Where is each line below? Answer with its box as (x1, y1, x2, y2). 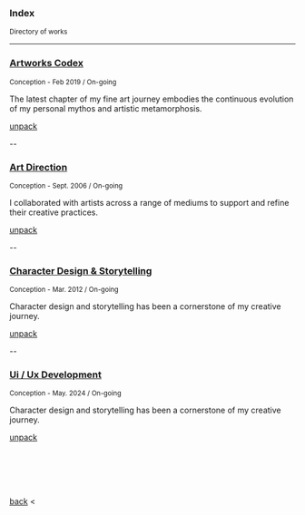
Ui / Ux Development (9, 368, 102, 381)
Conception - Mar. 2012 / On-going (9, 286, 120, 295)
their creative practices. (9, 207, 98, 218)
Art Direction (9, 160, 68, 173)
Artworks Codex (9, 57, 84, 70)
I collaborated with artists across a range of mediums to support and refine (9, 197, 290, 208)
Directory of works (9, 27, 68, 36)
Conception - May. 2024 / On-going (9, 389, 122, 398)
